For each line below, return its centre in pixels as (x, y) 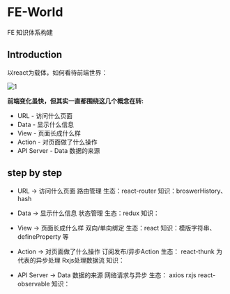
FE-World (35, 12)
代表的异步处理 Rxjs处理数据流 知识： (71, 260)
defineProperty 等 (43, 236)
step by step (35, 173)
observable (33, 284)
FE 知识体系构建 (30, 32)
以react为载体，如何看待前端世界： (58, 72)
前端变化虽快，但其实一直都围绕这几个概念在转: (76, 101)
